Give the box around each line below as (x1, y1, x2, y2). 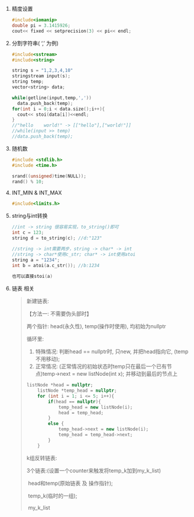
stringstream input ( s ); (11, 73, 71, 79)
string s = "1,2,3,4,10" (11, 68, 73, 74)
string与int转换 (11, 212, 48, 220)
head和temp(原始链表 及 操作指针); (28, 480, 114, 487)
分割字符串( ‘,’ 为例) (11, 39, 59, 46)
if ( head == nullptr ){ (47, 398, 102, 405)
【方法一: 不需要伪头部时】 (26, 310, 92, 318)
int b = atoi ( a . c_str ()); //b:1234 (11, 262, 100, 268)
